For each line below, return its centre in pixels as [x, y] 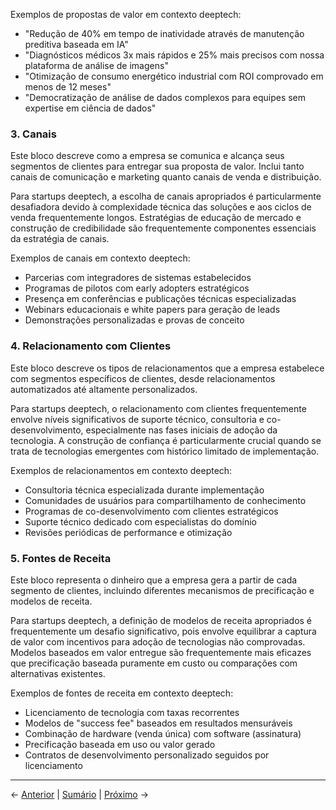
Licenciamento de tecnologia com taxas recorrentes [132, 712]
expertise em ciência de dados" [90, 108]
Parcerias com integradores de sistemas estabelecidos [138, 278]
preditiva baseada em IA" [76, 44]
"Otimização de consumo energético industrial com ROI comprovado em [174, 76]
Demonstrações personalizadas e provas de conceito [134, 320]
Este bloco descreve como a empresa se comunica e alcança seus [147, 156]
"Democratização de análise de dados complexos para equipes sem [165, 97]
